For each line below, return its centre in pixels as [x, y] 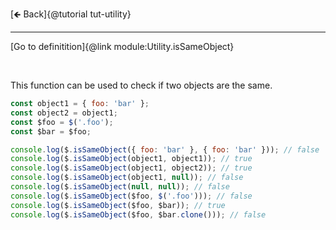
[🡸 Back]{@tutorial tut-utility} [71, 14]
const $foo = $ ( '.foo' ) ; [62, 122]
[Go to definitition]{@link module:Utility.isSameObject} [122, 46]
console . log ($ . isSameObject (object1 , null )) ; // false [127, 178]
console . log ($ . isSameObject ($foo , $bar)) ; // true [118, 205]
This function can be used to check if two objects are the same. [141, 85]
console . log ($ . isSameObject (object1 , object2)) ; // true [131, 168]
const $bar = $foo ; [51, 131]
